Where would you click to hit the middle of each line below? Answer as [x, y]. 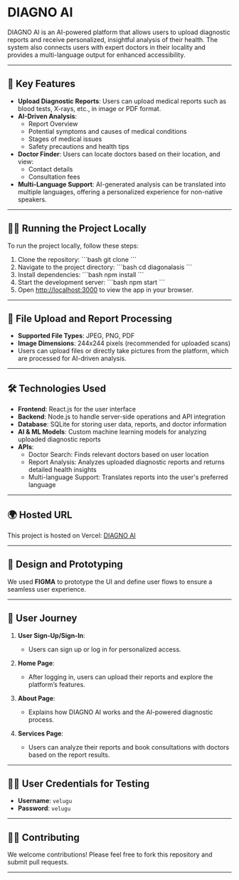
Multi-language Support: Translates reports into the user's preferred [128, 477]
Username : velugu [45, 801]
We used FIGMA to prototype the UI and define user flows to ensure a [110, 582]
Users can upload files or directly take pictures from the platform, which [123, 351]
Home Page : [36, 663]
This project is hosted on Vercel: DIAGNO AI [72, 535]
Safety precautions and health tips [79, 146]
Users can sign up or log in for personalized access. [105, 649]
